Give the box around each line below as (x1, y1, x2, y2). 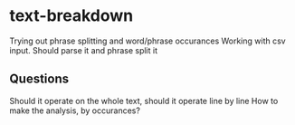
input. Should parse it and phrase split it (9, 44, 158, 55)
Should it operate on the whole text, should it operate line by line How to (9, 95, 279, 106)
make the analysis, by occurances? (9, 105, 140, 116)
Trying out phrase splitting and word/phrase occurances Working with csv (9, 35, 287, 46)
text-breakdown (9, 5, 134, 26)
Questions (9, 72, 70, 87)
